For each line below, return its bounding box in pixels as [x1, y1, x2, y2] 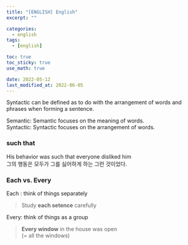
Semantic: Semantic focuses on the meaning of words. [6, 117, 145, 124]
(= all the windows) [21, 232, 70, 239]
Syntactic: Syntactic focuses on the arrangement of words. [6, 124, 155, 131]
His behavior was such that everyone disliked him [6, 153, 132, 160]
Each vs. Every [6, 176, 51, 184]
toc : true [6, 54, 32, 60]
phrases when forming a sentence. [6, 105, 94, 113]
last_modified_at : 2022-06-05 [6, 82, 84, 88]
